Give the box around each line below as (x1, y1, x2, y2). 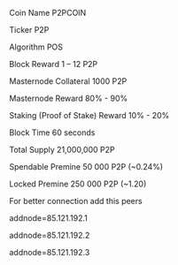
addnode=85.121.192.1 (9, 213, 89, 223)
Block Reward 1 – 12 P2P (9, 59, 98, 69)
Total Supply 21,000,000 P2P (9, 145, 115, 155)
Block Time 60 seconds (9, 127, 96, 138)
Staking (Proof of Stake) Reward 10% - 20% (9, 110, 170, 120)
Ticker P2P (9, 25, 50, 34)
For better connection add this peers (9, 196, 143, 206)
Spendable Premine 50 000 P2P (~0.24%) (9, 162, 164, 171)
